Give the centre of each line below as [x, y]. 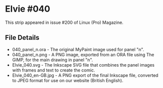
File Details [22, 38]
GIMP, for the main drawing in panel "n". [52, 60]
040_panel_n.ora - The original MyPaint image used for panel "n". [78, 49]
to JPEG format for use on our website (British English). [68, 80]
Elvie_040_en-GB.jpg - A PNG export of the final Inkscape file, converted [85, 75]
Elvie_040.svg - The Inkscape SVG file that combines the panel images [83, 65]
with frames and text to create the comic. [53, 70]
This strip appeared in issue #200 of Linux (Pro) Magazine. [64, 22]
